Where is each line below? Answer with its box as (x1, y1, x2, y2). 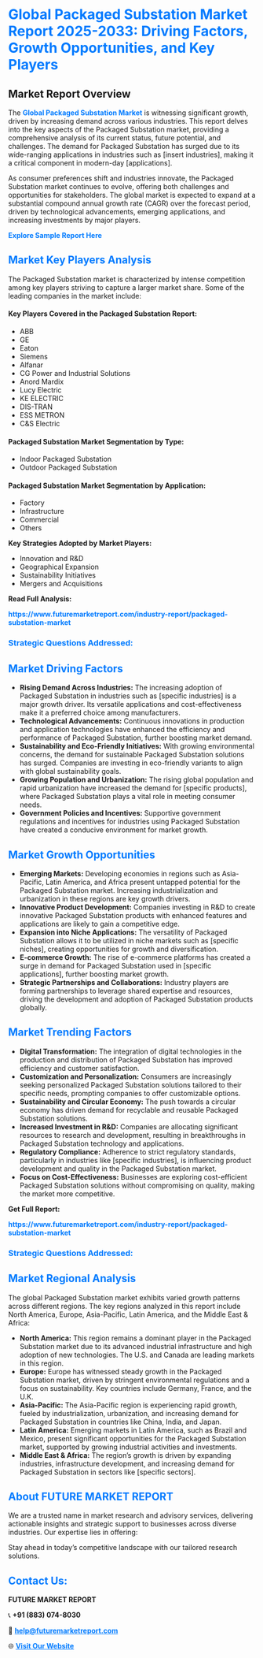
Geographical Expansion (19, 562, 100, 572)
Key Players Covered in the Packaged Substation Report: (8, 309, 198, 318)
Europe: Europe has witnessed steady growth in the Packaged (19, 1366, 222, 1376)
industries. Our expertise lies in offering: (8, 1527, 138, 1537)
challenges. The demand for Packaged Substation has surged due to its (8, 142, 240, 151)
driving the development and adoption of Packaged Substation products (19, 994, 254, 1004)
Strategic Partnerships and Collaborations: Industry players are (19, 977, 229, 987)
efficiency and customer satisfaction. (19, 1063, 140, 1072)
